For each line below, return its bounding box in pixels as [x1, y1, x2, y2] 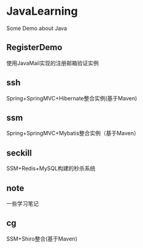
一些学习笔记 [6, 200, 39, 207]
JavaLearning [6, 4, 78, 18]
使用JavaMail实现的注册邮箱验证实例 [6, 59, 99, 67]
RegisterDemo [6, 42, 63, 53]
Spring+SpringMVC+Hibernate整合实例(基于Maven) [6, 94, 137, 102]
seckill [6, 148, 32, 158]
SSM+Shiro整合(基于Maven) [6, 235, 78, 242]
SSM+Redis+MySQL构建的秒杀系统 [6, 165, 96, 172]
